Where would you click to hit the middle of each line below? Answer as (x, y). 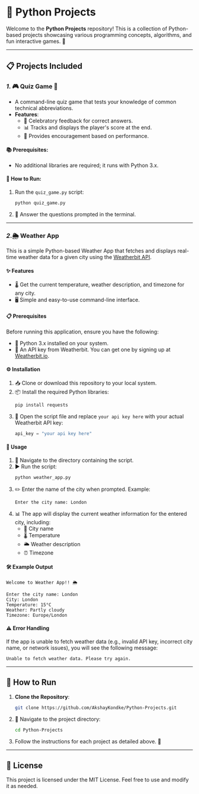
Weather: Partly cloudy (36, 610)
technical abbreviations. (44, 108)
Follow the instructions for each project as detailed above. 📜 (88, 741)
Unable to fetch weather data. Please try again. (69, 659)
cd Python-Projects (39, 730)
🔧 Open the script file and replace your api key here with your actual (99, 416)
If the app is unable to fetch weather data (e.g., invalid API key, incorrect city (99, 642)
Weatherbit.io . (32, 355)
